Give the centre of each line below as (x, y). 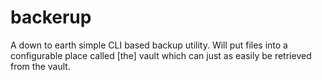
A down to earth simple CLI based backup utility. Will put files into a (149, 45)
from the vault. (40, 66)
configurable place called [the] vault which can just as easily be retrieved (161, 55)
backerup (51, 17)
